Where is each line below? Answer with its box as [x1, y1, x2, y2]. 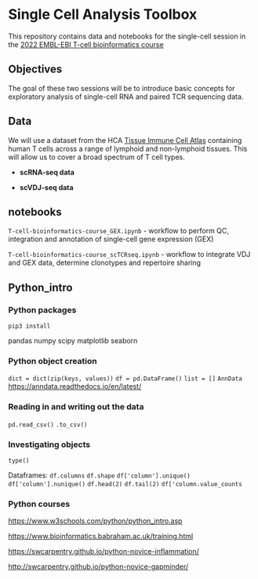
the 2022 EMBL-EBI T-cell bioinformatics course [8, 39, 164, 49]
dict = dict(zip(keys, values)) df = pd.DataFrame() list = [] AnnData [8, 375, 243, 383]
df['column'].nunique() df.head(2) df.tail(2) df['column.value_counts [8, 480, 243, 488]
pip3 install [8, 322, 51, 331]
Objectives [8, 63, 63, 76]
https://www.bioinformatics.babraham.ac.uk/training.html [8, 532, 194, 541]
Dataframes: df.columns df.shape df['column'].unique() [8, 470, 191, 480]
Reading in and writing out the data [8, 401, 144, 412]
